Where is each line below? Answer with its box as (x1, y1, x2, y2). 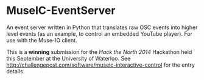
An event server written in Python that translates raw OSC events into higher (6, 24, 198, 31)
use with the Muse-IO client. (6, 36, 77, 44)
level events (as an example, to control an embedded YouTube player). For (6, 30, 193, 37)
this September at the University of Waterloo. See (6, 55, 131, 62)
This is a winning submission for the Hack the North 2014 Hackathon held (6, 48, 192, 55)
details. (6, 67, 25, 75)
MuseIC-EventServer (6, 4, 116, 18)
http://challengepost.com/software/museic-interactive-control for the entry (6, 61, 195, 68)
